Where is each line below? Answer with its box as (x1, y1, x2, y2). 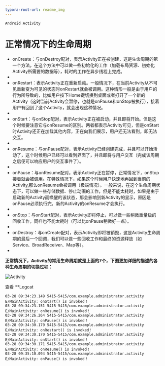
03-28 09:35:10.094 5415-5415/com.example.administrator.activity (5, 351, 144, 356)
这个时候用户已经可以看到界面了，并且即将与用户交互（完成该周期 (25, 152, 159, 158)
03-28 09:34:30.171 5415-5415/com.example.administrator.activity (5, 341, 144, 346)
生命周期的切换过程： (9, 264, 53, 270)
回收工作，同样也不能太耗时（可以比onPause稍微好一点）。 (12, 218, 132, 224)
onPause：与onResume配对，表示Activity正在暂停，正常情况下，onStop (12, 169, 159, 175)
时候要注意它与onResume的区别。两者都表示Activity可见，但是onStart (16, 122, 159, 128)
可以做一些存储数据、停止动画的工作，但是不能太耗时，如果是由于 (25, 188, 159, 194)
